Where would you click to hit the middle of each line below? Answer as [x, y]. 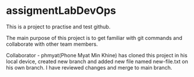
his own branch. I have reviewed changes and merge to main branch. [89, 67]
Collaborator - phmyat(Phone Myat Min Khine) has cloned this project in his [97, 55]
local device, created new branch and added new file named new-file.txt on [97, 61]
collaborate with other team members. [52, 44]
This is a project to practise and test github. [58, 27]
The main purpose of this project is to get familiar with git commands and [94, 38]
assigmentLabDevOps [61, 11]
